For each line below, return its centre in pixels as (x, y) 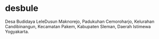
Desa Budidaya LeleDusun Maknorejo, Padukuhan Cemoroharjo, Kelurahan (80, 21)
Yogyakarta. (17, 31)
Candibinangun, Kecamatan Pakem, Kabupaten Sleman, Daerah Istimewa (78, 26)
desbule (22, 8)
